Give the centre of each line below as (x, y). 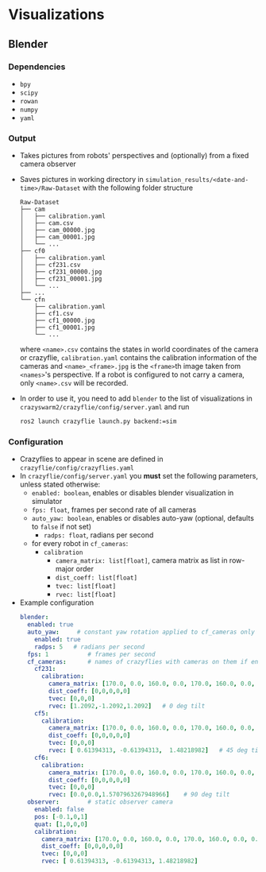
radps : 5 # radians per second (90, 647)
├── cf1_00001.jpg (65, 327)
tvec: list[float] (86, 587)
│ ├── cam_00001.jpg (57, 237)
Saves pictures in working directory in (82, 180)
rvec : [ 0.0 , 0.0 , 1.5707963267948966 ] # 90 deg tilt (139, 795)
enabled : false (60, 810)
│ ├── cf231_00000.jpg (61, 272)
